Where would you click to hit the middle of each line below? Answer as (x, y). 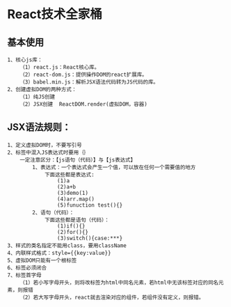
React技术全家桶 (55, 14)
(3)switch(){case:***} (90, 238)
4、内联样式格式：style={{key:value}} (59, 253)
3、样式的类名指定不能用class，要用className (67, 245)
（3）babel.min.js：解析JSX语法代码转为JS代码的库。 (89, 82)
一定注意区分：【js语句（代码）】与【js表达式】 (78, 160)
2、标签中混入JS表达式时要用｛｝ (48, 152)
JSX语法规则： (39, 127)
